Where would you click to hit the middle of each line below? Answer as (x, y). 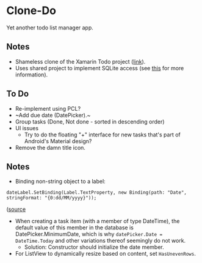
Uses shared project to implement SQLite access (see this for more (99, 68)
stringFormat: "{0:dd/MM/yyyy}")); (52, 198)
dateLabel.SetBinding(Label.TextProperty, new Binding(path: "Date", (97, 193)
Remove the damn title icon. (50, 147)
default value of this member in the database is (74, 228)
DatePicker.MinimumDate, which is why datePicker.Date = (89, 234)
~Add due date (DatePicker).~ (53, 115)
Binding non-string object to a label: (60, 182)
